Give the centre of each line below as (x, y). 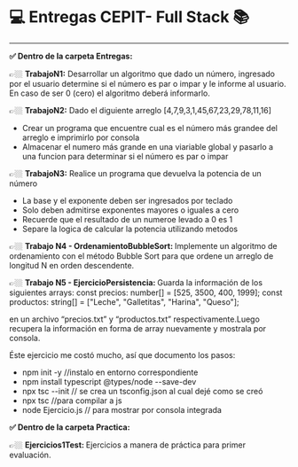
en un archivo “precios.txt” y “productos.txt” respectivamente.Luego (134, 319)
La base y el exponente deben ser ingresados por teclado (127, 200)
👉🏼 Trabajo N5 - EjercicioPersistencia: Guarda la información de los (136, 282)
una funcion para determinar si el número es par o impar (125, 156)
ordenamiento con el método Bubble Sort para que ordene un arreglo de (141, 256)
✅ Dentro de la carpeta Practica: (70, 427)
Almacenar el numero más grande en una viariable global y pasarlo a (147, 146)
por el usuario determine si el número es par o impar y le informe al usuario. (148, 83)
